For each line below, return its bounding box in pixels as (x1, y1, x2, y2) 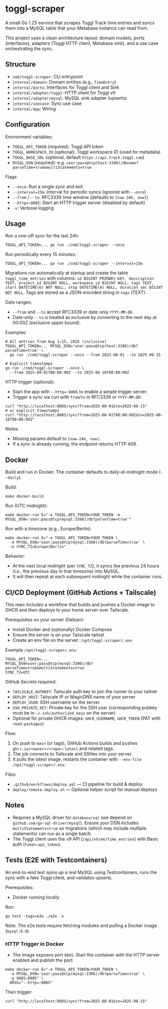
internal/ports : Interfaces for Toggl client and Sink (12, 84, 120, 90)
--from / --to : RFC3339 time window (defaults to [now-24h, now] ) (12, 194, 148, 200)
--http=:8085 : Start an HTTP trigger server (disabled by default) (12, 200, 145, 206)
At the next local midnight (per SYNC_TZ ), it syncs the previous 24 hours (12, 563, 159, 569)
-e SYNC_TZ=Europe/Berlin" (10, 544, 66, 549)
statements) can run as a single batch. (12, 830, 92, 837)
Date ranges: (5, 299, 32, 305)
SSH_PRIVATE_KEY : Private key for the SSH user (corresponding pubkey (12, 705, 157, 711)
